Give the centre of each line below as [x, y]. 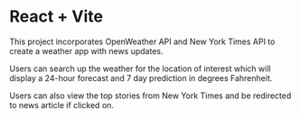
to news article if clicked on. [62, 104]
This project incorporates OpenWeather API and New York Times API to [142, 41]
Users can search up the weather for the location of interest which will [140, 68]
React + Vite [56, 17]
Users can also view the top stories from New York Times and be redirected [150, 95]
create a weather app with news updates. [86, 50]
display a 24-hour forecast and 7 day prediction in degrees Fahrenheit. [141, 77]
